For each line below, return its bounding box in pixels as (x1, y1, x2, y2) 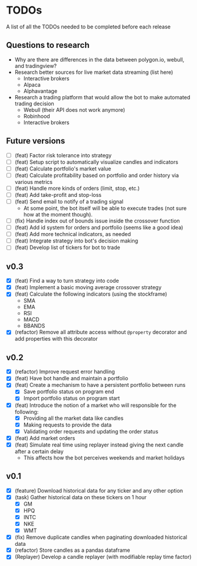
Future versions (6, 136, 65, 146)
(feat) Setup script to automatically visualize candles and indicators (14, 158, 179, 166)
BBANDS (23, 322, 45, 329)
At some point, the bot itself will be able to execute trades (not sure (23, 205, 187, 212)
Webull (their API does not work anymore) (23, 106, 126, 113)
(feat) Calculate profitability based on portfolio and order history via (14, 172, 179, 179)
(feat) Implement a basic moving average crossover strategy (14, 284, 162, 291)
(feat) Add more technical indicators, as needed (14, 231, 132, 238)
